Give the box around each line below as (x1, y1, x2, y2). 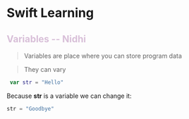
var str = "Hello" (9, 79, 64, 86)
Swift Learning (6, 5, 94, 21)
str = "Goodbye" (6, 105, 54, 112)
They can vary (23, 65, 66, 73)
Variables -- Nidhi (6, 33, 86, 45)
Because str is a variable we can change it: (6, 92, 132, 100)
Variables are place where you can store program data (23, 51, 183, 60)
